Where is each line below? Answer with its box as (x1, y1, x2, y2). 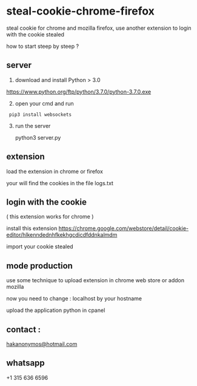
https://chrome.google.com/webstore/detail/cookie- (58, 225, 189, 232)
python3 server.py (15, 134, 61, 141)
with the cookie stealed (6, 30, 65, 38)
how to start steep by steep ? (6, 42, 79, 50)
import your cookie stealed (6, 243, 74, 250)
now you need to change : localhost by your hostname (6, 295, 142, 302)
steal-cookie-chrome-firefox (6, 4, 155, 18)
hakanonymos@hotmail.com (6, 340, 78, 347)
